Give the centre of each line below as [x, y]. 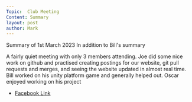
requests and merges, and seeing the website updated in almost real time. [96, 69]
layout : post [22, 23]
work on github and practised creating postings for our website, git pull [92, 63]
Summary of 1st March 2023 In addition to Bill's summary [76, 45]
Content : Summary [27, 17]
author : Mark [22, 28]
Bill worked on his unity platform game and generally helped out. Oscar [92, 75]
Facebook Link [32, 93]
